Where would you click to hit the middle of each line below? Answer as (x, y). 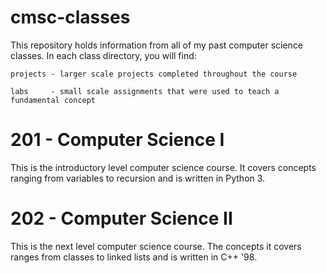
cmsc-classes (70, 17)
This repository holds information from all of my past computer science (157, 45)
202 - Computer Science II (121, 218)
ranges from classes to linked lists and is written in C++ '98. (134, 257)
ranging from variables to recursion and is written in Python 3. (138, 178)
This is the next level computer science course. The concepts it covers (156, 246)
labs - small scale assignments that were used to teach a (145, 91)
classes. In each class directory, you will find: (103, 55)
